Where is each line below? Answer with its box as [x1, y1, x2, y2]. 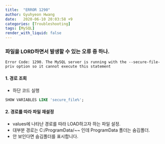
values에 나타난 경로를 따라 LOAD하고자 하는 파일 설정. [12, 120, 121, 126]
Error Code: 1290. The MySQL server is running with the [5, 59, 127, 65]
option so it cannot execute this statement [16, 64, 111, 69]
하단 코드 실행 [12, 87, 40, 93]
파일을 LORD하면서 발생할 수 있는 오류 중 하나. [5, 48, 110, 55]
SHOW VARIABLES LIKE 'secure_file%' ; [5, 97, 84, 102]
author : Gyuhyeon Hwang [5, 12, 55, 17]
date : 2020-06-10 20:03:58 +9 [5, 16, 73, 21]
